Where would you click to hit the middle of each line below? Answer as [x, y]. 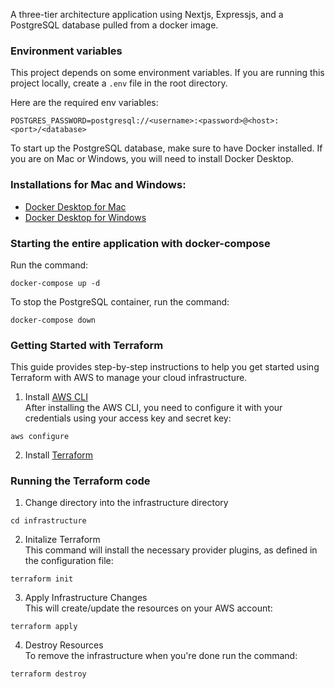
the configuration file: [69, 561]
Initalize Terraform [62, 540]
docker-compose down [53, 320]
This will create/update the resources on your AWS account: [148, 608]
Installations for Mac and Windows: [98, 185]
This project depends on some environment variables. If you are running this [167, 73]
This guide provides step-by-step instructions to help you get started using [165, 367]
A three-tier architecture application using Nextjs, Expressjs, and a [147, 14]
